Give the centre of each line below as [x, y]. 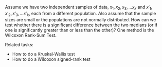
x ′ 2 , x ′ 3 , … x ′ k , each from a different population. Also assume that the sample [81, 14]
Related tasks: [19, 44]
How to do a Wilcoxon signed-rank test [51, 59]
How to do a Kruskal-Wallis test [44, 54]
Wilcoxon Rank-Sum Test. [31, 35]
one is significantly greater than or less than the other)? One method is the [80, 30]
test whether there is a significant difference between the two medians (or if [81, 25]
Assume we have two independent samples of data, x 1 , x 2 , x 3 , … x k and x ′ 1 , [79, 8]
